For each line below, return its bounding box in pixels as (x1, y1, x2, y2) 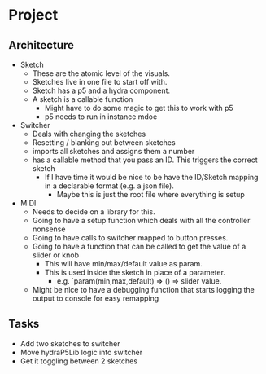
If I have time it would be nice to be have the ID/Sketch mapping (44, 173, 259, 182)
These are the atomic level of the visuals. (32, 68, 171, 78)
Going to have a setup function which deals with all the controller (32, 216, 251, 225)
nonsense (32, 224, 66, 234)
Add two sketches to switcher (20, 338, 120, 348)
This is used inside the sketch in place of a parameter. (44, 267, 226, 277)
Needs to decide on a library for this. (32, 207, 156, 217)
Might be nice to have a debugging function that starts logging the (32, 285, 255, 294)
